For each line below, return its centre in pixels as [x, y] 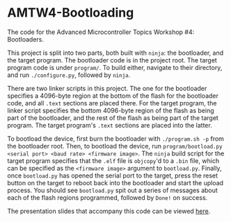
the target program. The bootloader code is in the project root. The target [112, 60]
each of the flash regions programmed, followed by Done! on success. [107, 197]
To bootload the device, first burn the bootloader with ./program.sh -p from [116, 138]
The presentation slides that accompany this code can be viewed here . [109, 211]
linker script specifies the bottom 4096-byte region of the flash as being [111, 110]
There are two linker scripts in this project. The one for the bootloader [107, 88]
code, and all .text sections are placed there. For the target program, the [112, 103]
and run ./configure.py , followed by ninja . [69, 75]
